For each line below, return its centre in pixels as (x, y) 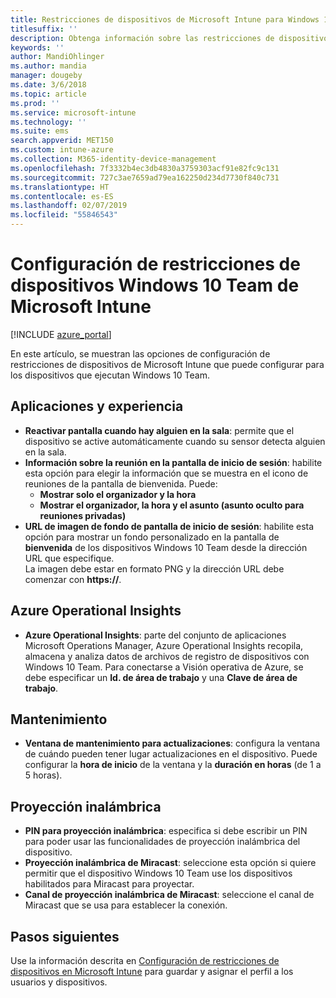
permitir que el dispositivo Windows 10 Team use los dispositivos (158, 873)
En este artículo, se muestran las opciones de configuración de (140, 353)
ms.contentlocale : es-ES (62, 196)
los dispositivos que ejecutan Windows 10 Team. (110, 375)
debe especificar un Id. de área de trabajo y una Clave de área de (161, 677)
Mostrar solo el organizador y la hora (118, 494)
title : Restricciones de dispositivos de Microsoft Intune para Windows (165, 19)
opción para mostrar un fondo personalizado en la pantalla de (152, 537)
